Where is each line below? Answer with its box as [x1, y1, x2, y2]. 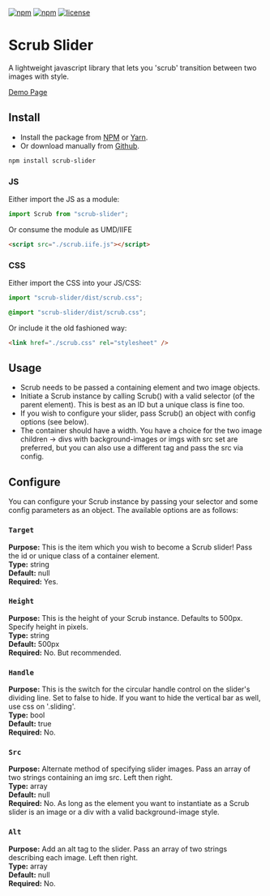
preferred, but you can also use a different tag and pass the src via [19, 443, 243, 453]
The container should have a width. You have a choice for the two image [19, 426, 263, 436]
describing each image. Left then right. [8, 852, 139, 862]
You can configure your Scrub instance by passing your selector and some [8, 497, 259, 506]
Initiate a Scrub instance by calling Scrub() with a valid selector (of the [19, 391, 255, 401]
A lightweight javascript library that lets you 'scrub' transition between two [8, 62, 257, 72]
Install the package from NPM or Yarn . [19, 132, 148, 142]
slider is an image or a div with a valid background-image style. [8, 808, 221, 817]
